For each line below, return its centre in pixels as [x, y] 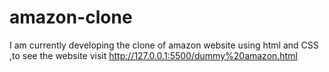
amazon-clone [71, 17]
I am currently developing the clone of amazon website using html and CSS [164, 45]
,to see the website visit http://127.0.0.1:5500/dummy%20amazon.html [153, 55]
